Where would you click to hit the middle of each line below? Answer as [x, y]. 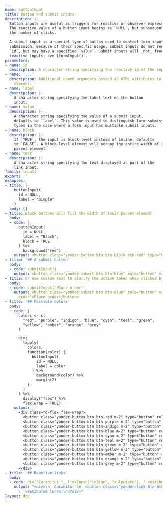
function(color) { [46, 352]
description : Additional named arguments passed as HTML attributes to [85, 79]
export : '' [16, 176]
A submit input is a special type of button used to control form [80, 42]
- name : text [19, 153]
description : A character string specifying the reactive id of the [82, 70]
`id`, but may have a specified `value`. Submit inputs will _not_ [81, 51]
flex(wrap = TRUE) [42, 403]
